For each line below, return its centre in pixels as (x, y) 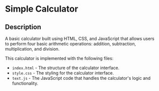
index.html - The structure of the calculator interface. (66, 68)
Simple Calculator (42, 9)
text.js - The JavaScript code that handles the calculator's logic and (81, 78)
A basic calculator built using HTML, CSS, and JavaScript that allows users (80, 38)
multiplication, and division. (32, 49)
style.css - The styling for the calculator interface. (63, 73)
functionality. (25, 83)
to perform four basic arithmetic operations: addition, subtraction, (71, 44)
